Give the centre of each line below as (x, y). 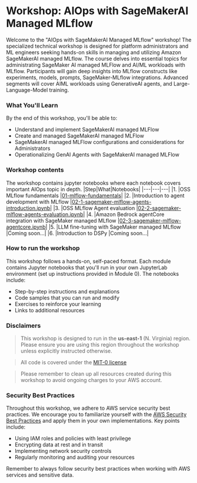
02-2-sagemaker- (159, 208)
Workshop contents (35, 170)
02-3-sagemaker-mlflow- (150, 220)
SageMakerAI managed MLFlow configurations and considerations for (99, 142)
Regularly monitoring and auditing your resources (75, 457)
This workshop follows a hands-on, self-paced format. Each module (89, 261)
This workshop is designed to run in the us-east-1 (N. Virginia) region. (106, 338)
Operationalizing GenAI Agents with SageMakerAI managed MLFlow (97, 155)
